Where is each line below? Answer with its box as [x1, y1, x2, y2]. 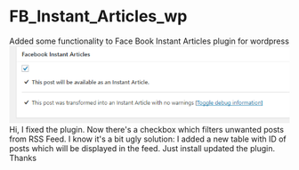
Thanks [9, 153, 37, 164]
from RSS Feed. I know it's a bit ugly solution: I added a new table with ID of [9, 134, 287, 144]
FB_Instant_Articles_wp [9, 6, 188, 27]
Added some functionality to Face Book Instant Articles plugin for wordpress [9, 36, 289, 46]
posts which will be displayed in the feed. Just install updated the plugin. [9, 143, 276, 154]
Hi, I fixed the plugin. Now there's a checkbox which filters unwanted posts [9, 125, 285, 135]
